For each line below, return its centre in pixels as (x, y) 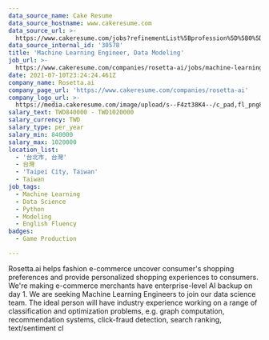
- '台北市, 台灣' (41, 157)
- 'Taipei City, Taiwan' (57, 172)
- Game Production (46, 239)
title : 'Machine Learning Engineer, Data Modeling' (96, 53)
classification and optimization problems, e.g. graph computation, (116, 311)
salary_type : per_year (46, 127)
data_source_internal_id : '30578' (66, 46)
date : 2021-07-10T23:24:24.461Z (62, 75)
